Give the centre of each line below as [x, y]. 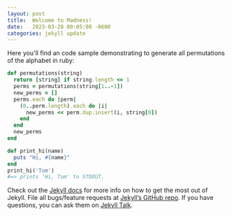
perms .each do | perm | [45, 99]
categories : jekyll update [46, 33]
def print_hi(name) [36, 151]
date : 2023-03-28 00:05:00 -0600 [59, 27]
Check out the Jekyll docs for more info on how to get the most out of [108, 190]
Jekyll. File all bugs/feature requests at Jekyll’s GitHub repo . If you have [110, 198]
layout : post [26, 14]
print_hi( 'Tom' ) [31, 171]
